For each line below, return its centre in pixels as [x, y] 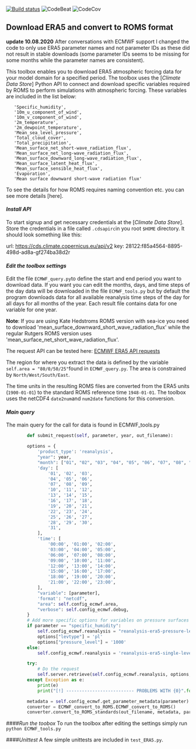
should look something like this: [44, 235]
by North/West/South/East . [38, 375]
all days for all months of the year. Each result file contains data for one [92, 304]
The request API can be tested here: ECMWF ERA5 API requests [83, 351]
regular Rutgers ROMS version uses [49, 334]
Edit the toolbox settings [36, 266]
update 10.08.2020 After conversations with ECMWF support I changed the [98, 42]
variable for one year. [32, 310]
